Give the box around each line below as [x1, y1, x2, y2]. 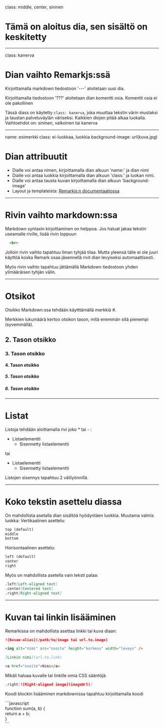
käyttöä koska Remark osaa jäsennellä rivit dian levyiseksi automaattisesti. [5, 254, 155, 260]
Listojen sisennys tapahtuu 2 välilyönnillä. [5, 474, 89, 480]
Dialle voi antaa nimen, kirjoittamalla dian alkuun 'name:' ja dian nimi [12, 167, 149, 173]
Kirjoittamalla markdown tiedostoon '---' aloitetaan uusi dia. [5, 85, 125, 91]
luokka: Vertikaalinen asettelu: [5, 517, 65, 524]
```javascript [5, 700, 29, 706]
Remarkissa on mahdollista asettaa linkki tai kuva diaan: [5, 628, 117, 634]
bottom [5, 536, 19, 541]
